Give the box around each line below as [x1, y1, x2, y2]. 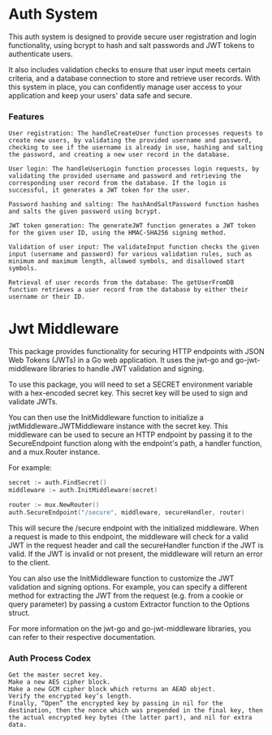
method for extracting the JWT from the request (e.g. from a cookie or [8, 590, 244, 600]
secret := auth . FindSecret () [8, 478, 107, 487]
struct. [8, 607, 31, 617]
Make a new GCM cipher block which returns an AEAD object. [8, 685, 217, 693]
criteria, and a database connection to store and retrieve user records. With [8, 73, 261, 83]
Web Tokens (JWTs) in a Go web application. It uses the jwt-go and [8, 355, 234, 365]
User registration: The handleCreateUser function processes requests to [8, 129, 264, 138]
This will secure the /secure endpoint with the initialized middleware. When [8, 523, 260, 533]
